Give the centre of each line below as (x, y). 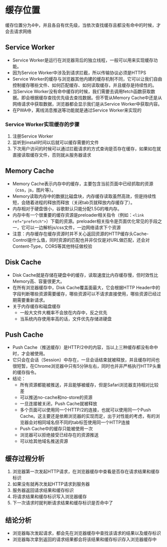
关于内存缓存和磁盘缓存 (36, 306)
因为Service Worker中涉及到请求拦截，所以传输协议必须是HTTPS (79, 73)
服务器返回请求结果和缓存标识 (43, 490)
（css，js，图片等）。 (34, 190)
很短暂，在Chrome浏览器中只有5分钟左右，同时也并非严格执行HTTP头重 (86, 366)
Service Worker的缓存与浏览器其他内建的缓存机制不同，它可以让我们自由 (87, 79)
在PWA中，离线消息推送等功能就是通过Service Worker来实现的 (77, 110)
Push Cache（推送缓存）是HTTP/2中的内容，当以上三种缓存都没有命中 (85, 347)
